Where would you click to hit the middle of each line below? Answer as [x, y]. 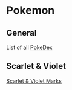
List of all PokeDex [29, 47]
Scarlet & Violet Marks [34, 81]
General [22, 33]
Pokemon [31, 11]
